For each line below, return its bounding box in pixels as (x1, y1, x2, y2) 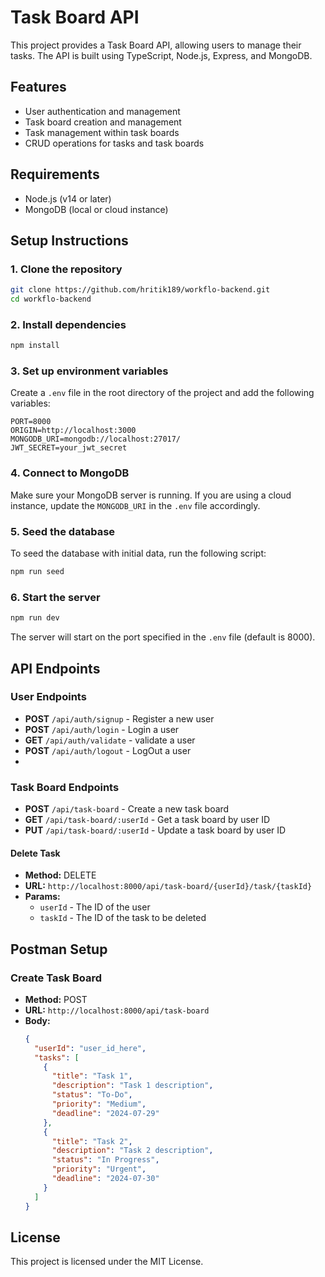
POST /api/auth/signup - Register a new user (24, 712, 215, 725)
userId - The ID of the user (39, 901, 151, 913)
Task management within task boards (24, 126, 180, 138)
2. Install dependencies (10, 317, 127, 331)
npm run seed (10, 567, 65, 577)
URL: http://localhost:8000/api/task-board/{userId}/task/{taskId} (24, 880, 313, 892)
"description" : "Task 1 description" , (51, 1081, 214, 1091)
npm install (10, 341, 60, 351)
